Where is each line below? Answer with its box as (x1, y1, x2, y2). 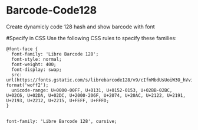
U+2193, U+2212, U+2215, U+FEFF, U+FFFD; (6, 97, 110, 103)
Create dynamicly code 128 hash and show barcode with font (6, 23, 155, 30)
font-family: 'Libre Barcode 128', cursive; (6, 118, 117, 124)
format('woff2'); (6, 82, 49, 88)
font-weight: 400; (11, 61, 57, 67)
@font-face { (6, 45, 38, 52)
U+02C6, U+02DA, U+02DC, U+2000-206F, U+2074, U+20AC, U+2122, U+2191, (6, 92, 186, 98)
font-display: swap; (11, 66, 62, 73)
